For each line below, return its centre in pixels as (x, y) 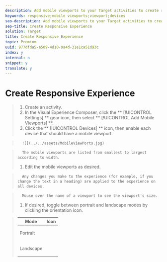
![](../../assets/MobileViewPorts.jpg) (63, 143)
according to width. (39, 158)
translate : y (19, 68)
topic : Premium (21, 42)
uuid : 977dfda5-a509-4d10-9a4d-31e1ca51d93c (52, 47)
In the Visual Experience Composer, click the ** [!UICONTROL (88, 112)
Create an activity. (43, 107)
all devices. (31, 186)
